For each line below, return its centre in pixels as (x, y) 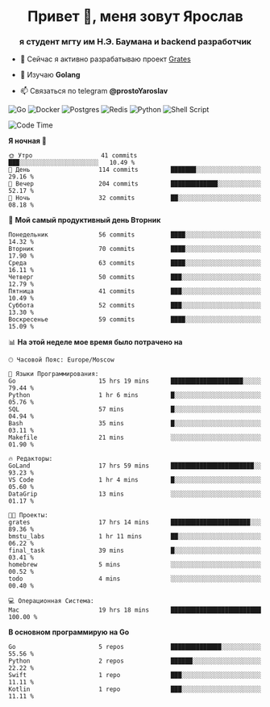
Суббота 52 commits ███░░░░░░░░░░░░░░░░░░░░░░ (135, 306)
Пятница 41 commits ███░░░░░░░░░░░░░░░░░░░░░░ (135, 291)
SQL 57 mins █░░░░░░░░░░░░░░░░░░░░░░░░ (135, 410)
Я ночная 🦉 (27, 141)
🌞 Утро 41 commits (73, 156)
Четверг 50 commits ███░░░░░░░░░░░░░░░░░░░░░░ (135, 278)
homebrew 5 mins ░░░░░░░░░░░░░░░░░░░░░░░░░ (135, 565)
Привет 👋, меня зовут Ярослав (135, 17)
